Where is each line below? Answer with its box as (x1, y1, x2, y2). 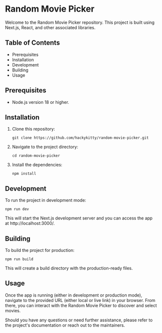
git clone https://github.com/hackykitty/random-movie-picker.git (12, 135, 149, 140)
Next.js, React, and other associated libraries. (5, 24, 96, 30)
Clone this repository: (12, 126, 55, 132)
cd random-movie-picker (12, 153, 60, 158)
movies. (5, 307, 21, 314)
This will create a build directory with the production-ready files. (5, 266, 133, 271)
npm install (12, 171, 36, 176)
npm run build (5, 257, 34, 262)
